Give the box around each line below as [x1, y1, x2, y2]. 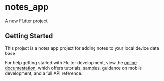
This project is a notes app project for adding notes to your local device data [5, 45, 159, 51]
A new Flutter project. [5, 18, 49, 24]
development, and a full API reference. [5, 70, 83, 76]
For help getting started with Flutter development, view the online [5, 59, 137, 65]
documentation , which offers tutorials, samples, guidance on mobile [5, 65, 142, 71]
